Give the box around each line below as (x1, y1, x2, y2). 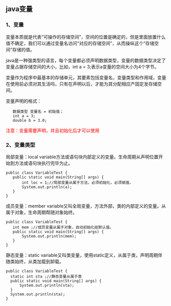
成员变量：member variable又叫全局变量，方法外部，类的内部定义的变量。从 (6, 202, 166, 209)
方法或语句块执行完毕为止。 (14, 160, 73, 166)
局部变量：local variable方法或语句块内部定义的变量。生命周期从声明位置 (6, 154, 159, 160)
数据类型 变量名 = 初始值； (12, 109, 64, 114)
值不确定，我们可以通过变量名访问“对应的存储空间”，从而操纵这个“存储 (6, 40, 155, 46)
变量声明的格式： (6, 98, 42, 104)
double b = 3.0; (12, 118, 47, 123)
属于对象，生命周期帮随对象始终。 (6, 209, 77, 215)
